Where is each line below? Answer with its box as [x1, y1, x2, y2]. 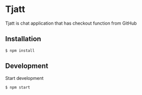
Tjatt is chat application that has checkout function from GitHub [5, 20, 137, 26]
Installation [5, 35, 41, 43]
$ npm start [5, 84, 30, 90]
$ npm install [5, 48, 35, 53]
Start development [5, 75, 44, 81]
